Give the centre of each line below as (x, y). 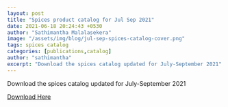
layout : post (26, 13)
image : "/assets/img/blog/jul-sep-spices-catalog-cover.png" (96, 39)
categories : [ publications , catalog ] (59, 52)
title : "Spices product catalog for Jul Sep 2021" (81, 20)
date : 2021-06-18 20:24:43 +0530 (55, 26)
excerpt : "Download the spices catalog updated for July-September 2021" (115, 64)
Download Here (29, 97)
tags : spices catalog (38, 45)
